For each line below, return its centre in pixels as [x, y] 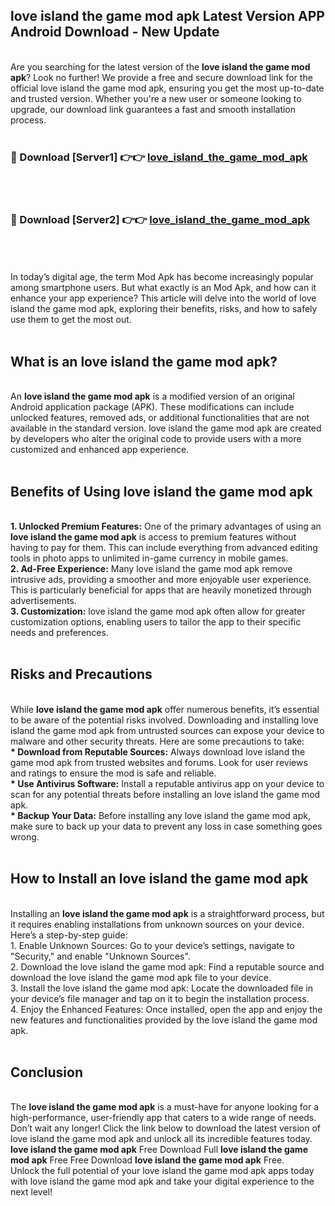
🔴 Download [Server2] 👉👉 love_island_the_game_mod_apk [160, 220]
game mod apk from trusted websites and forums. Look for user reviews [159, 762]
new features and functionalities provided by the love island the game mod [164, 1020]
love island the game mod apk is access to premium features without [153, 537]
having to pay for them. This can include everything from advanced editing [164, 548]
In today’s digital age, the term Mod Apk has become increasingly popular [162, 277]
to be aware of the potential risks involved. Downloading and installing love [164, 720]
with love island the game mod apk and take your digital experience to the [162, 1181]
